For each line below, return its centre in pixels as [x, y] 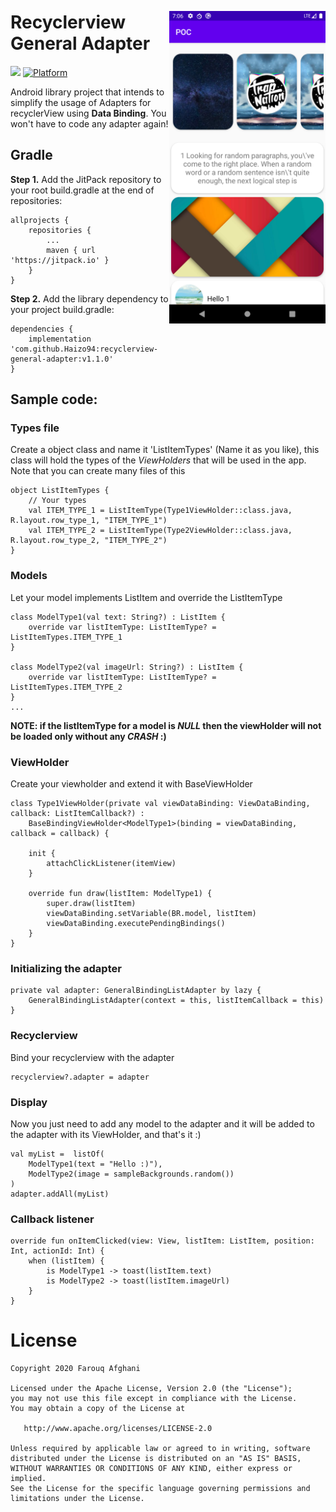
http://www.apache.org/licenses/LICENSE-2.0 [118, 1429]
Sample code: [54, 399]
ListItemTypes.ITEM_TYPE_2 [66, 687]
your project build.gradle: [62, 309]
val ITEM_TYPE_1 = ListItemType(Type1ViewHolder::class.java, [160, 511]
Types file [35, 428]
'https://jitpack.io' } [60, 260]
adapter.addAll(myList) [60, 1194]
